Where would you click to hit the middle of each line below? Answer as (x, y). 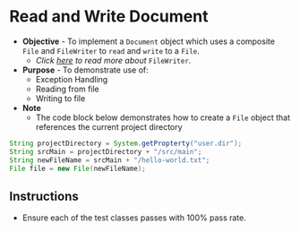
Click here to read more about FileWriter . (113, 60)
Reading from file (68, 89)
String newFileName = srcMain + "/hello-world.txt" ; (110, 160)
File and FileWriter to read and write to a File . (111, 50)
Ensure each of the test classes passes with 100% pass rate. (134, 218)
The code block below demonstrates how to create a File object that (163, 117)
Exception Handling (72, 79)
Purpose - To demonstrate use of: (86, 70)
